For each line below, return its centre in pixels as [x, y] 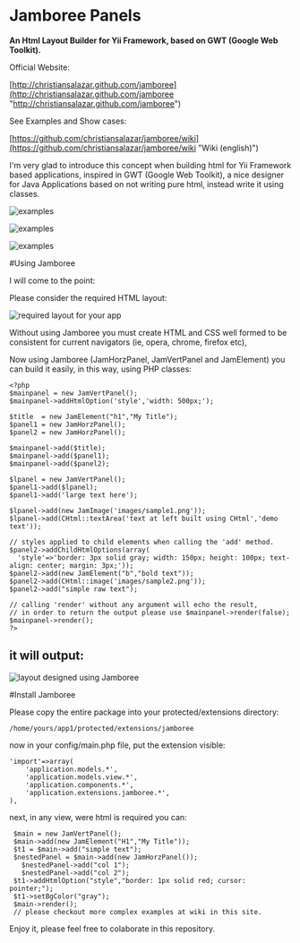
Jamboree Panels [75, 16]
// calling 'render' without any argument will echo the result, [133, 604]
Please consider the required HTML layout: [88, 297]
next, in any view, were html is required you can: [98, 817]
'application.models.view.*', [82, 777]
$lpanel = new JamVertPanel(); [68, 479]
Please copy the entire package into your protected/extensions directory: [144, 712]
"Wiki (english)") [229, 148]
